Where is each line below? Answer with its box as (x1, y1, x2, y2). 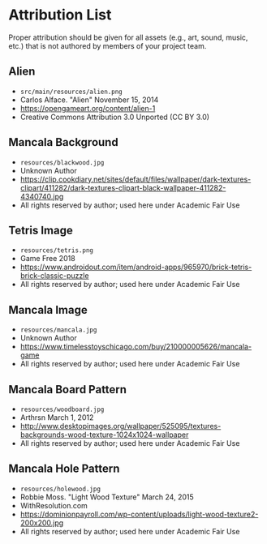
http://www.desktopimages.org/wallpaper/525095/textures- (19, 422, 222, 430)
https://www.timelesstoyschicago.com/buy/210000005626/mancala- (19, 342, 252, 352)
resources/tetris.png (19, 246, 93, 255)
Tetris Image (8, 223, 73, 237)
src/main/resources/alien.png (19, 88, 123, 96)
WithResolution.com (19, 500, 88, 510)
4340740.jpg (19, 191, 64, 201)
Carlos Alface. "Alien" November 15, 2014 (19, 95, 159, 105)
